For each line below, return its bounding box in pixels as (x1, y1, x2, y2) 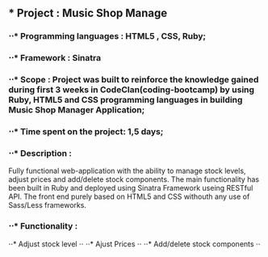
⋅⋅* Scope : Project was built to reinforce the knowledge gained (8, 74, 259, 86)
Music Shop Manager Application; (8, 104, 145, 116)
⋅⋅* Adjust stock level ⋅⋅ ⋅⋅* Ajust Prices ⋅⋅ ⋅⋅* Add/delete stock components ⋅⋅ (8, 238, 261, 249)
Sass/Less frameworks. (8, 200, 87, 210)
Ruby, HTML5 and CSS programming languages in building (8, 95, 243, 106)
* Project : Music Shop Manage (8, 6, 168, 20)
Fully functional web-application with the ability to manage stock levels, (8, 166, 246, 176)
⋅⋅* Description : (8, 148, 73, 158)
